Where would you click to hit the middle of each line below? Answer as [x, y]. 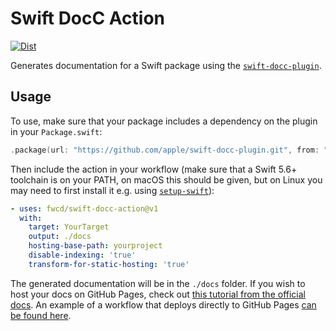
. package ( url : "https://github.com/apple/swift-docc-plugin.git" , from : [165, 150]
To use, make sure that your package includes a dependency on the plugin [164, 121]
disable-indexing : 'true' [82, 255]
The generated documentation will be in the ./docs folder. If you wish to [158, 283]
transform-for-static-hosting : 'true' [109, 264]
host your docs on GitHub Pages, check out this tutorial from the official [158, 294]
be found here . [41, 315]
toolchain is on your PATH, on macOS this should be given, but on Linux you [166, 179]
